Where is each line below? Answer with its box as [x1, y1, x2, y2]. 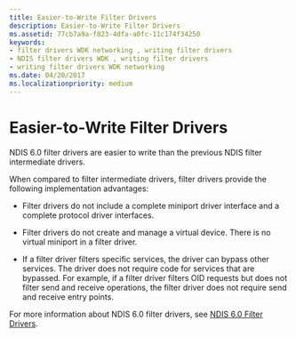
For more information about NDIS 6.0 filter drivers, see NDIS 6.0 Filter [9, 309, 264, 319]
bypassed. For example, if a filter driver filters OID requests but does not [21, 272, 287, 283]
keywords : [9, 37, 46, 47]
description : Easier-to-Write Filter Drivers [9, 21, 180, 30]
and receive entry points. [21, 291, 114, 302]
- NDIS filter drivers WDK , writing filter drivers [9, 54, 209, 63]
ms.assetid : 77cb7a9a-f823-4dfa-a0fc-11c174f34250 [9, 29, 201, 38]
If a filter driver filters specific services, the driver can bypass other [21, 253, 269, 264]
